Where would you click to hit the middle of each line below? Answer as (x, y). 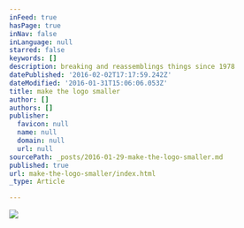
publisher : (29, 116)
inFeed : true (33, 17)
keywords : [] (33, 58)
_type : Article (37, 182)
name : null (37, 133)
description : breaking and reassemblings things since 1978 (122, 67)
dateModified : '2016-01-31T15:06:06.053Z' (88, 83)
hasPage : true (35, 26)
